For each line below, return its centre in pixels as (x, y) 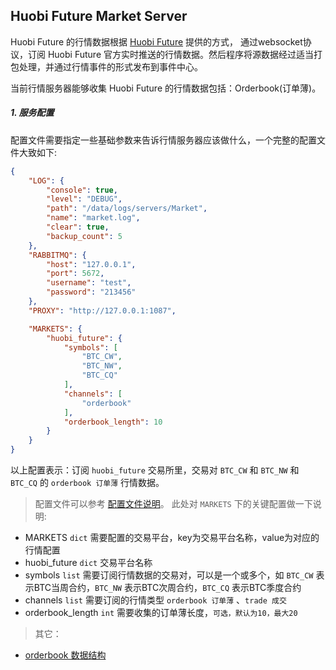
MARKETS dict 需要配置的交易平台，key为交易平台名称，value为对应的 (172, 538)
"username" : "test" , (89, 283)
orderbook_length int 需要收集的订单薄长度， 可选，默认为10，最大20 (161, 613)
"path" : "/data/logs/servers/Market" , (127, 209)
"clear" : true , (78, 227)
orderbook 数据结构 (65, 655)
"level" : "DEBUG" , (84, 199)
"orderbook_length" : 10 (113, 422)
